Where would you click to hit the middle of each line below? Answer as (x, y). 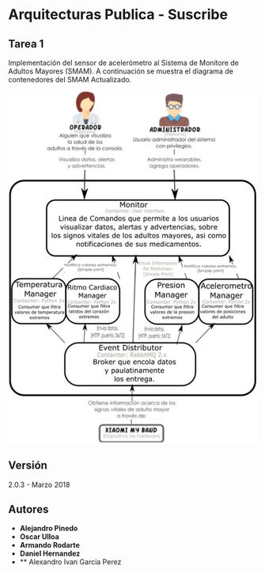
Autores (28, 509)
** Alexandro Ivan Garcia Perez (70, 562)
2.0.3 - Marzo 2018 (39, 484)
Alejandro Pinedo (49, 529)
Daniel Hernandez (50, 554)
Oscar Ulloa (39, 537)
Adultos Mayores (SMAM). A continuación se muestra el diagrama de (121, 71)
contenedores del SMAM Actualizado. (70, 80)
